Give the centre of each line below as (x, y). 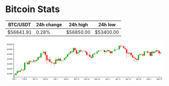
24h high (78, 25)
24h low (107, 25)
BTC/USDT (20, 25)
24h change (49, 25)
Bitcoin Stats (33, 9)
